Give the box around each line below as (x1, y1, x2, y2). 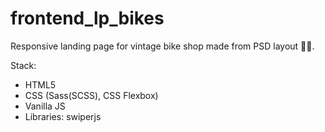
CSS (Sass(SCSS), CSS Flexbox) (24, 89, 159, 101)
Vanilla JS (24, 100, 66, 112)
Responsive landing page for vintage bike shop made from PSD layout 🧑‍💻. (10, 40, 315, 52)
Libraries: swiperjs (24, 110, 102, 122)
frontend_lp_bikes (10, 7, 165, 30)
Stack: (10, 59, 37, 71)
